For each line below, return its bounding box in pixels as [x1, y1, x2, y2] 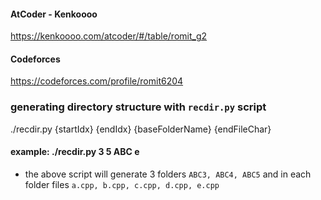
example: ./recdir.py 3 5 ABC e [10, 146, 140, 158]
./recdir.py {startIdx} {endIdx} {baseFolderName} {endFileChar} [10, 123, 272, 135]
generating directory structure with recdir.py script [10, 100, 267, 114]
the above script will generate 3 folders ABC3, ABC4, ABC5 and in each [24, 168, 312, 180]
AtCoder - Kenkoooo [10, 8, 98, 20]
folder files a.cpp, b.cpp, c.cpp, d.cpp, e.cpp [24, 178, 220, 190]
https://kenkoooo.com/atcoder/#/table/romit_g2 [10, 30, 208, 42]
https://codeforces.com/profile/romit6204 [10, 75, 184, 87]
